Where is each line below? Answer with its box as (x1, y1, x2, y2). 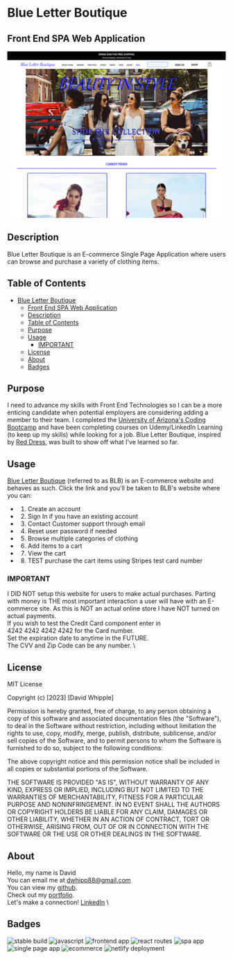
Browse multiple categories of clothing (27, 534, 139, 543)
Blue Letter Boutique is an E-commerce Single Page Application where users (7, 250, 226, 258)
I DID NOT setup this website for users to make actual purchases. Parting (7, 590, 216, 598)
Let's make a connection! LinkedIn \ (7, 898, 109, 907)
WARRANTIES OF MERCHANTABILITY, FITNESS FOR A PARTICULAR (7, 793, 203, 801)
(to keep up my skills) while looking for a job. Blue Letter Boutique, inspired (7, 430, 221, 439)
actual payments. (7, 612, 57, 620)
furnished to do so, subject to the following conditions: (7, 744, 163, 752)
